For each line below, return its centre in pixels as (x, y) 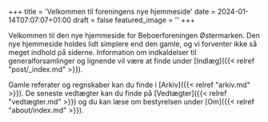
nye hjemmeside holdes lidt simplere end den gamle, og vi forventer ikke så (133, 44)
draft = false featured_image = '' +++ (134, 20)
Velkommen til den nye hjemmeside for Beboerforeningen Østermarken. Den (134, 35)
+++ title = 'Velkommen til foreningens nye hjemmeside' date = (112, 12)
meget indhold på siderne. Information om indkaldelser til (102, 52)
